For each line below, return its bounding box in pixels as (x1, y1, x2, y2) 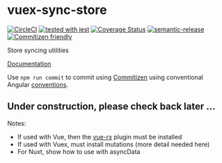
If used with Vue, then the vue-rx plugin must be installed (17, 132, 182, 141)
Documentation (7, 59, 51, 68)
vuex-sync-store (7, 2, 107, 18)
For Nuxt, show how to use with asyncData (17, 147, 141, 155)
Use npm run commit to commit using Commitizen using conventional (7, 72, 204, 81)
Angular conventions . (7, 80, 68, 88)
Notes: (7, 119, 26, 127)
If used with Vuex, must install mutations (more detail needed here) (17, 140, 210, 148)
